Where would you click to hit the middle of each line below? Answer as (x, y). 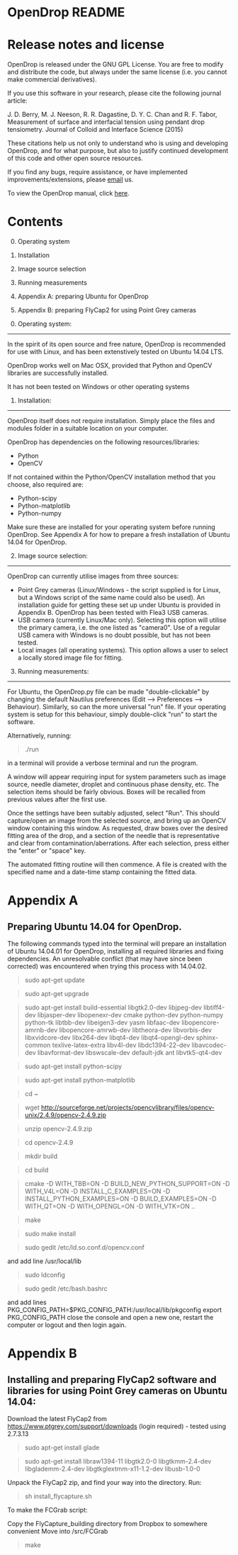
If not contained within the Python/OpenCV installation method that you (112, 477)
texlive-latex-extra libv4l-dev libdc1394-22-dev (121, 1045)
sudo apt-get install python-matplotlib (80, 1080)
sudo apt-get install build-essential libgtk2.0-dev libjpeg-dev (113, 1007)
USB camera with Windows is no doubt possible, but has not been (114, 635)
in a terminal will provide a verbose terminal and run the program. (103, 763)
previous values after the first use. (57, 799)
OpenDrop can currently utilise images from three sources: (93, 576)
